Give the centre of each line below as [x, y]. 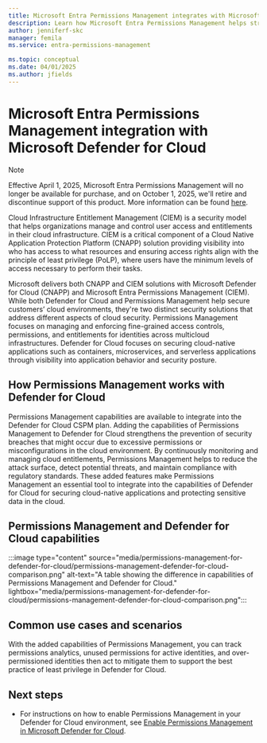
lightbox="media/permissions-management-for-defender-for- [109, 592]
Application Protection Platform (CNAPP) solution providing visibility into [126, 243]
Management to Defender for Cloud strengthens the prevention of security [130, 433]
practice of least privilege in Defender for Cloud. [87, 670]
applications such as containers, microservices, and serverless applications [132, 351]
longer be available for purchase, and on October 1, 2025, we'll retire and [128, 194]
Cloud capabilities [54, 538]
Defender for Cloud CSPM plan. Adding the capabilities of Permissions [124, 425]
